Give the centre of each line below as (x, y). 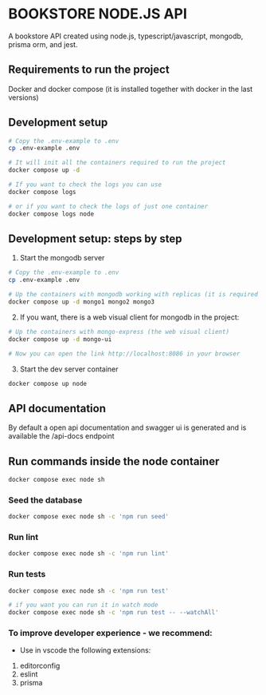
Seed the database (45, 500)
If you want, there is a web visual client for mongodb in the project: (129, 317)
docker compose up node (48, 383)
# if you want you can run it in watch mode (83, 605)
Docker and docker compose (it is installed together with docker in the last (131, 89)
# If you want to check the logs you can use (85, 185)
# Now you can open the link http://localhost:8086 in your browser (124, 353)
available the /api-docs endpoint (61, 436)
